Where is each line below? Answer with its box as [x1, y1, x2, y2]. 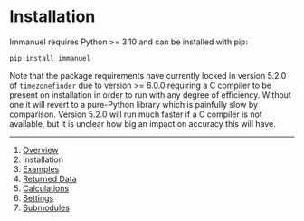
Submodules [22, 202, 71, 213]
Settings [22, 192, 54, 203]
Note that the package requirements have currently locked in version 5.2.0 [9, 70, 287, 81]
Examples [22, 163, 60, 174]
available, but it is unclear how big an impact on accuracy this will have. [9, 118, 276, 129]
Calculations [22, 183, 70, 194]
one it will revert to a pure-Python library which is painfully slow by [9, 99, 259, 110]
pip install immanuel [9, 53, 91, 62]
